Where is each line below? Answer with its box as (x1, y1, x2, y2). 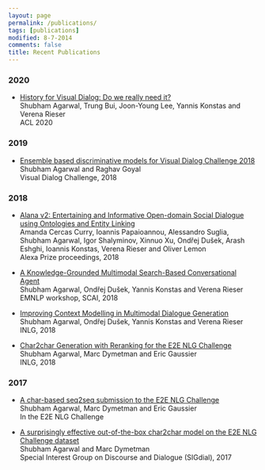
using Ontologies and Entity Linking (19, 219, 136, 228)
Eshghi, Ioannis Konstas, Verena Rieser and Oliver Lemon (19, 243, 207, 254)
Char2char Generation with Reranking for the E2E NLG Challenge (19, 340, 232, 350)
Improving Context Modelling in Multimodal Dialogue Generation (19, 308, 229, 318)
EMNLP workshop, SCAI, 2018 (19, 292, 119, 302)
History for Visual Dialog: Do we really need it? (19, 93, 172, 102)
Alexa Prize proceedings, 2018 (19, 252, 119, 262)
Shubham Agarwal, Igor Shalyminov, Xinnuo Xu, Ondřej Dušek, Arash (19, 235, 245, 245)
